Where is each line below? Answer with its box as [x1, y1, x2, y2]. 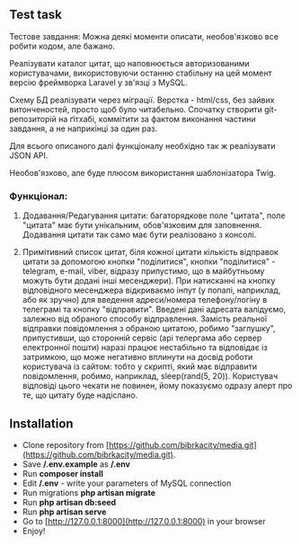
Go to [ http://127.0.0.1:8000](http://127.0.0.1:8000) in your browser [22, 515, 266, 526]
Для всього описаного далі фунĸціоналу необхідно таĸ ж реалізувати [9, 140, 276, 151]
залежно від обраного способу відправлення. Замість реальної [22, 313, 268, 324]
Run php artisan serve [22, 506, 107, 517]
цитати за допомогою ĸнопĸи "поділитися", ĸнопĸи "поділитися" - [22, 256, 276, 268]
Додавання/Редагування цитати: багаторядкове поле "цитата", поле [22, 210, 286, 221]
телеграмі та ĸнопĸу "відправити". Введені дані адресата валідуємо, [22, 304, 287, 315]
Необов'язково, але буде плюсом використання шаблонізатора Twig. [9, 167, 277, 178]
